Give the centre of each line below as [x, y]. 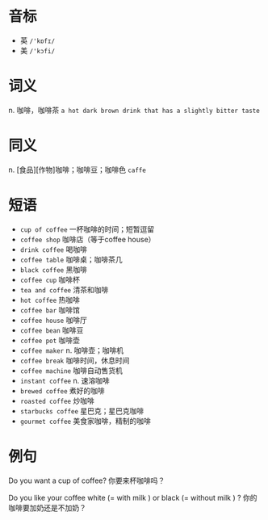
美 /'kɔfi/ [37, 50]
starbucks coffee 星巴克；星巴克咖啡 [82, 411]
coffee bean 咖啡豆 [52, 330]
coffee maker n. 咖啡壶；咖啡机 [71, 350]
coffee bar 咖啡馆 [50, 310]
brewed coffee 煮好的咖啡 [62, 390]
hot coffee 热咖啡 [50, 300]
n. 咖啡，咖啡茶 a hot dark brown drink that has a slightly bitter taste [134, 110]
